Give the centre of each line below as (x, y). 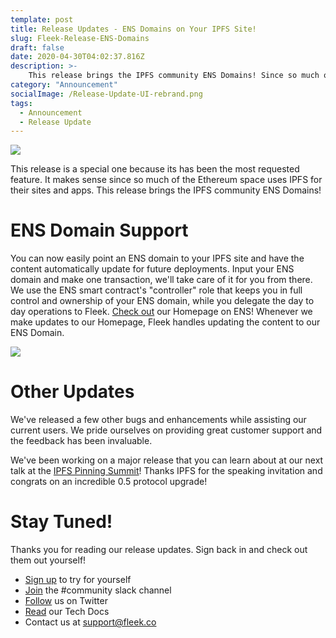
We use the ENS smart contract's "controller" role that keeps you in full (156, 290)
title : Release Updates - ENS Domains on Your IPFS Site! (133, 29)
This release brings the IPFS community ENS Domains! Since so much (174, 76)
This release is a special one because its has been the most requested (155, 169)
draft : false (37, 47)
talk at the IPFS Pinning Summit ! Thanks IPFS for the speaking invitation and (166, 471)
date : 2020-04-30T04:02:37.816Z (77, 57)
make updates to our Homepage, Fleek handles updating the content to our (165, 322)
